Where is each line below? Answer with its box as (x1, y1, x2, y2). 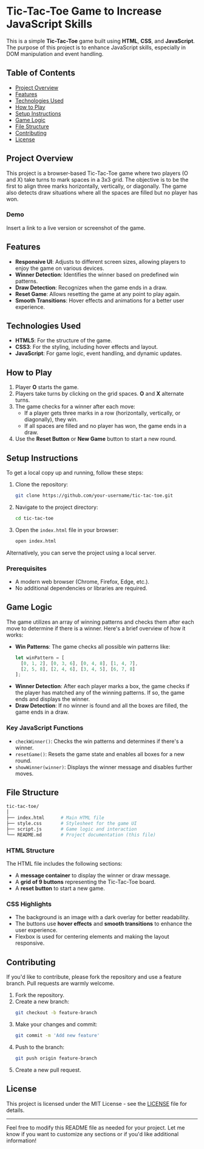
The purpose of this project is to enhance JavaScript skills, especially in (6, 44, 186, 51)
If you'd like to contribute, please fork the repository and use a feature (6, 973, 182, 981)
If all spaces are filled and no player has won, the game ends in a (24, 423, 187, 430)
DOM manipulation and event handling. (6, 50, 104, 57)
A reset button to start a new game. (15, 885, 105, 892)
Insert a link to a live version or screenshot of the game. (6, 224, 146, 232)
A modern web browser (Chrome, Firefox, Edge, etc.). (15, 578, 150, 585)
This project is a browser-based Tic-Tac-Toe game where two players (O (6, 169, 188, 177)
